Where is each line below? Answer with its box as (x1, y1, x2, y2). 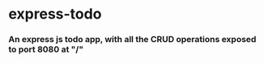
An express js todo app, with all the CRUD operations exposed (8, 34, 257, 45)
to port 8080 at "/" (8, 44, 83, 55)
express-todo (8, 5, 102, 23)
